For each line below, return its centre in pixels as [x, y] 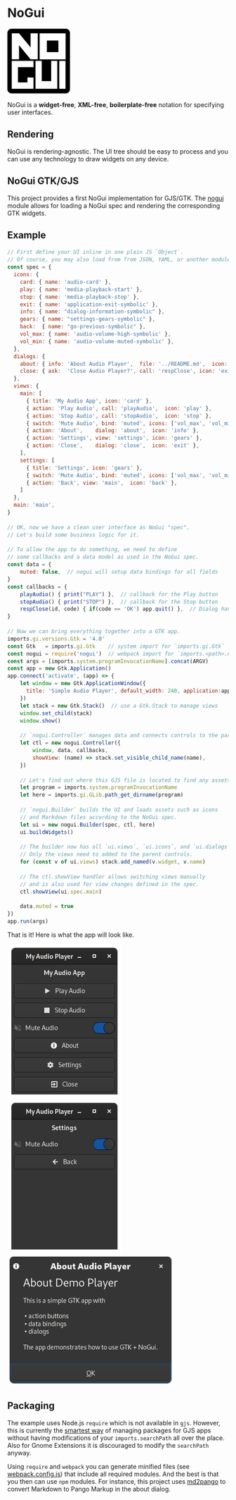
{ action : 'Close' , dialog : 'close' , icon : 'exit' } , [112, 445]
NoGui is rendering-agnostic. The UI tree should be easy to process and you [118, 151]
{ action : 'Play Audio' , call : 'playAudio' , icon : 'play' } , [119, 408]
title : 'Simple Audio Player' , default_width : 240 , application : [123, 691]
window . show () [40, 720]
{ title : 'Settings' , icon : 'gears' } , [84, 468]
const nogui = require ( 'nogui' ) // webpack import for [91, 653]
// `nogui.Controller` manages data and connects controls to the [119, 736]
